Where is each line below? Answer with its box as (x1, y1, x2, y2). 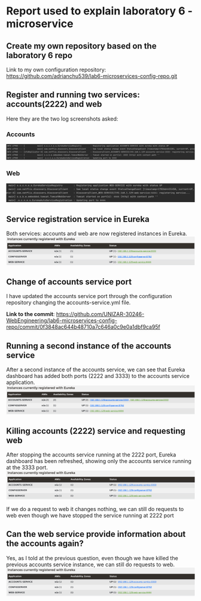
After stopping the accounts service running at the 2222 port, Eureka (6, 451, 176, 458)
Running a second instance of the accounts (6, 341, 172, 351)
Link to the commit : (6, 311, 55, 318)
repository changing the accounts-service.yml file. (6, 299, 131, 306)
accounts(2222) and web (6, 99, 102, 109)
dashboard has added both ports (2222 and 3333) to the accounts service (6, 372, 190, 380)
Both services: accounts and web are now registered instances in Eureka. (6, 230, 187, 238)
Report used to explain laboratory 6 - (6, 4, 193, 18)
